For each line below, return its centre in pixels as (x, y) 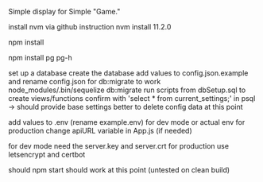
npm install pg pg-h (41, 58)
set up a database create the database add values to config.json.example (128, 73)
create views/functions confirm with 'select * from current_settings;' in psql (132, 98)
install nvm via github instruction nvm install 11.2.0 (90, 27)
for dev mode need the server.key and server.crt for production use (118, 146)
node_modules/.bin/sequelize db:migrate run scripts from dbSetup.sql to (127, 90)
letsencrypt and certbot (47, 155)
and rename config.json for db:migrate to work (85, 81)
